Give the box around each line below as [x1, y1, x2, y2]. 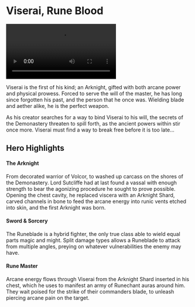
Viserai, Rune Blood [6, 4, 104, 18]
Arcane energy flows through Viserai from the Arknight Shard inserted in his [6, 275, 189, 282]
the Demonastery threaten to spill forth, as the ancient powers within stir [6, 120, 180, 127]
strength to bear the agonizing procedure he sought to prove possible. [6, 185, 176, 192]
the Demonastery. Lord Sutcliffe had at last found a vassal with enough [6, 179, 177, 186]
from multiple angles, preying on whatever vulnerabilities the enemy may [6, 242, 182, 250]
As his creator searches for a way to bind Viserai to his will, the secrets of [6, 113, 183, 121]
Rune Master [6, 262, 38, 269]
